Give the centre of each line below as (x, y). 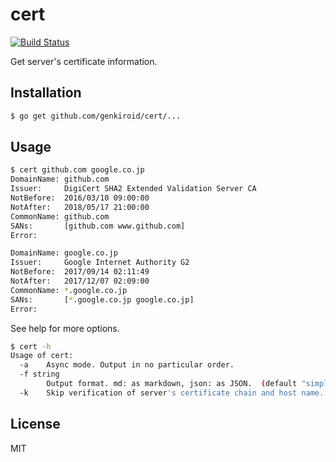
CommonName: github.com (60, 216)
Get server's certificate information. (84, 61)
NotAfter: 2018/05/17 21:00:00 (80, 207)
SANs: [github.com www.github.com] (98, 226)
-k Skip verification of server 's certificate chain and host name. (172, 393)
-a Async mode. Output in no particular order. (127, 365)
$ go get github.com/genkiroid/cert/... (96, 116)
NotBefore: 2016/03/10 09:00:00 (80, 198)
